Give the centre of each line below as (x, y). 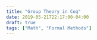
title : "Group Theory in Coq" (44, 11)
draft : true (21, 22)
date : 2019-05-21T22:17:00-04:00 (48, 17)
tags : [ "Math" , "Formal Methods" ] (49, 28)
